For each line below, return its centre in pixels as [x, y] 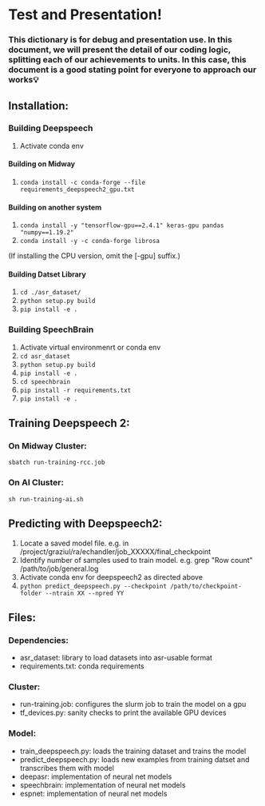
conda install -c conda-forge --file [83, 182]
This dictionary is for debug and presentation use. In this [121, 40]
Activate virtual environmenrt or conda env [90, 347]
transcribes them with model [67, 768]
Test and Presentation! [85, 15]
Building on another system [55, 207]
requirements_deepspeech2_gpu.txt [77, 190]
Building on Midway [42, 164]
